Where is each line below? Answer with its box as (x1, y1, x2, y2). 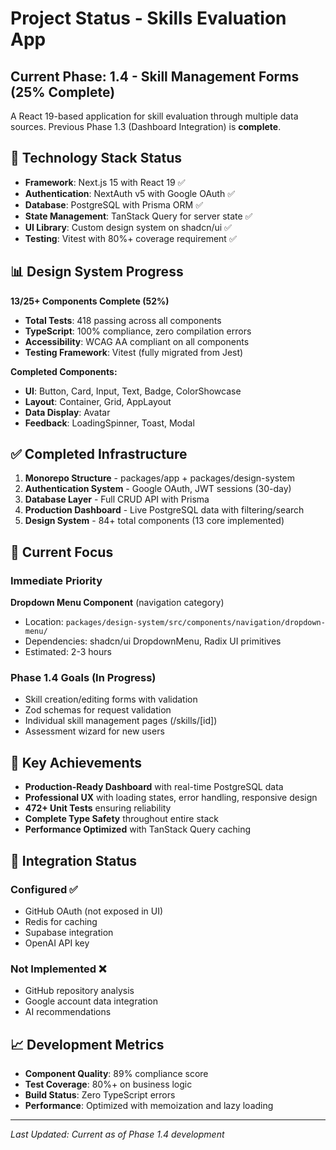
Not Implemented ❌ (10, 962, 107, 976)
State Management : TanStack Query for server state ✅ (24, 210, 253, 222)
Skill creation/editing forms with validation (24, 693, 198, 706)
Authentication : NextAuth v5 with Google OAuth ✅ (24, 187, 236, 199)
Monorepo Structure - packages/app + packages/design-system (24, 472, 296, 484)
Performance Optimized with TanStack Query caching (24, 823, 252, 836)
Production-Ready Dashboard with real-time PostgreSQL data (24, 781, 284, 793)
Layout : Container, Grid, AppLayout (24, 395, 172, 407)
